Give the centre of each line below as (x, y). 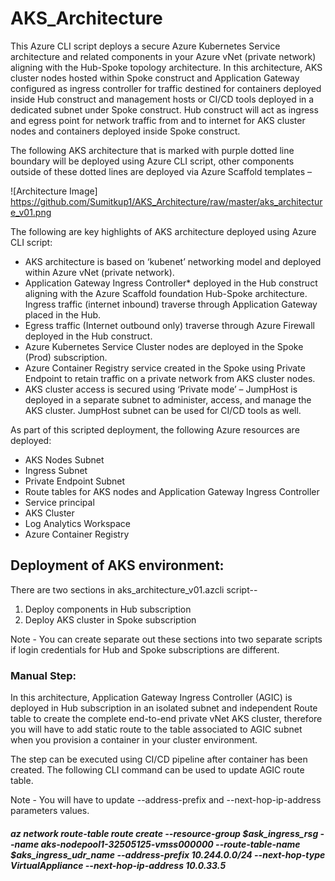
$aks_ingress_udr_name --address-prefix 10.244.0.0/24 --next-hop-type (168, 854)
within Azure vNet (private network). (99, 272)
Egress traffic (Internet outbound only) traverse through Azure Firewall (169, 325)
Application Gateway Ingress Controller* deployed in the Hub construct (171, 283)
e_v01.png (31, 212)
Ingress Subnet (56, 470)
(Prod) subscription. (66, 357)
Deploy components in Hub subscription (108, 609)
